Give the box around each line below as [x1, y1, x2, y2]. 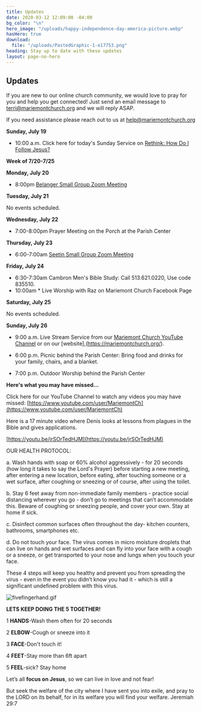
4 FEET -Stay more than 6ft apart [6, 652, 87, 660]
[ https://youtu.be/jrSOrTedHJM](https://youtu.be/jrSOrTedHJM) [6, 436, 164, 443]
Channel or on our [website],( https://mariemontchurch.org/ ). [14, 340, 164, 347]
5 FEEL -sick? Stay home [6, 664, 67, 671]
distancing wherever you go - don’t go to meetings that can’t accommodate [6, 496, 193, 503]
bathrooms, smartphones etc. [6, 527, 80, 534]
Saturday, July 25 [6, 299, 51, 306]
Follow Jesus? [14, 146, 50, 153]
